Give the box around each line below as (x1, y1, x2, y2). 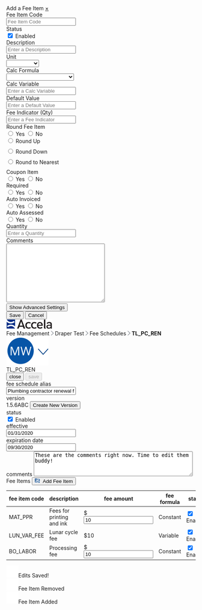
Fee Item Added (18, 598, 58, 605)
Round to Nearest (15, 158, 59, 166)
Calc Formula (6, 67, 39, 73)
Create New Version (32, 402, 78, 408)
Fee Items (6, 478, 31, 484)
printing (49, 513, 69, 520)
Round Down (15, 148, 48, 155)
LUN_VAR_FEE (8, 532, 44, 539)
